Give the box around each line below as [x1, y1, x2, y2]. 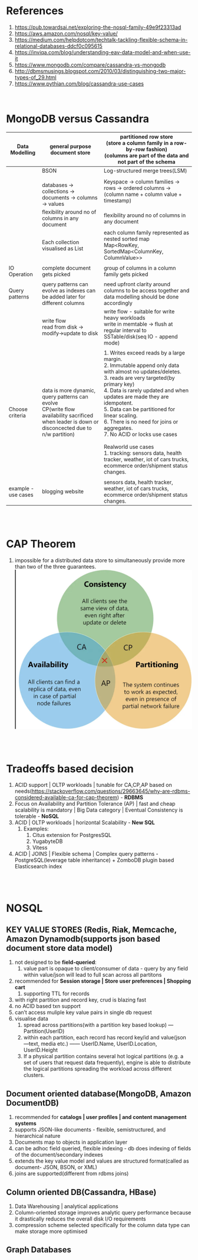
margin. [104, 356, 123, 363]
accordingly [104, 300, 133, 307]
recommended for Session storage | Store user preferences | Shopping [14, 977, 192, 985]
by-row [126, 146, 146, 153]
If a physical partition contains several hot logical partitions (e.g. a [23, 1053, 184, 1060]
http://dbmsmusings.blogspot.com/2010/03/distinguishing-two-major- [14, 67, 186, 74]
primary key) [104, 380, 135, 388]
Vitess [32, 844, 48, 851]
